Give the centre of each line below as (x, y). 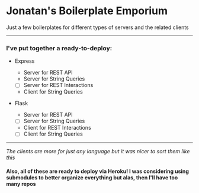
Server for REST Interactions (58, 85)
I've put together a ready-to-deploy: (59, 48)
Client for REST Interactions (57, 128)
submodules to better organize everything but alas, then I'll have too (92, 178)
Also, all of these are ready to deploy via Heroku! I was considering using (98, 171)
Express (25, 61)
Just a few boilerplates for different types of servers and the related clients (98, 27)
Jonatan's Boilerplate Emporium (87, 11)
